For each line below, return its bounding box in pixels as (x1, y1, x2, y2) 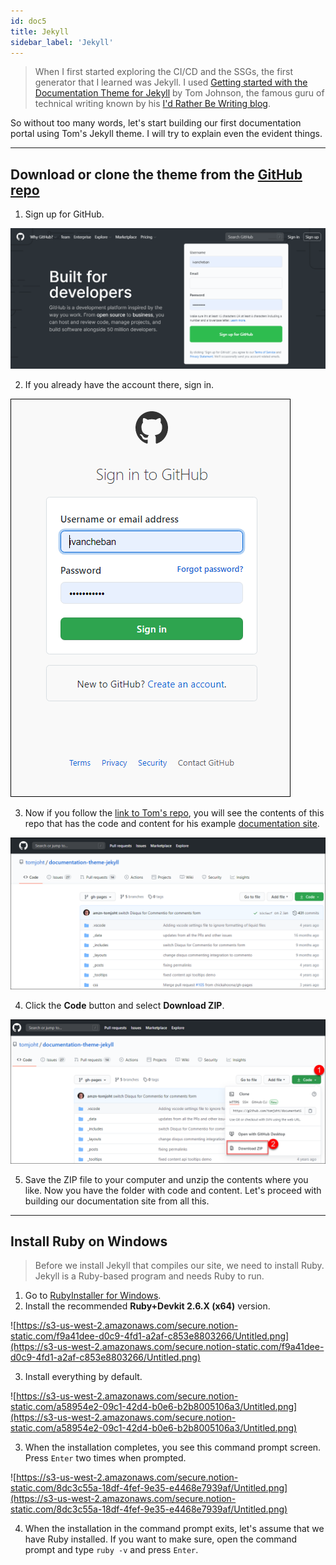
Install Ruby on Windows (10, 1233, 168, 1250)
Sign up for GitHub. (24, 208, 105, 220)
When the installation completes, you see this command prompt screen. (24, 1441, 322, 1454)
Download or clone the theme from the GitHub (10, 166, 303, 183)
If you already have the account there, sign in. (24, 379, 215, 391)
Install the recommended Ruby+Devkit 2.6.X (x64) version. (24, 1300, 271, 1312)
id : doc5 (10, 16, 47, 26)
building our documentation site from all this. (24, 1195, 210, 1207)
